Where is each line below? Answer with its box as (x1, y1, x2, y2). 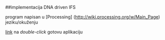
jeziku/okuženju (5, 19, 38, 25)
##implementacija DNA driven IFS (5, 4, 76, 10)
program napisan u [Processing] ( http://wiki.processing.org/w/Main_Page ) (5, 14, 160, 19)
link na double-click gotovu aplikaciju (5, 29, 83, 34)
